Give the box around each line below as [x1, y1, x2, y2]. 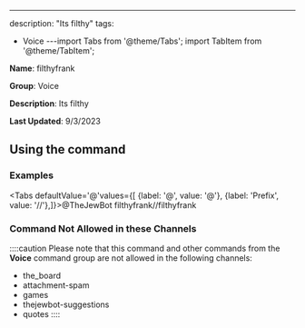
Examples [9, 169, 54, 182]
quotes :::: [22, 308, 61, 319]
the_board [22, 270, 62, 281]
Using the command [9, 142, 126, 157]
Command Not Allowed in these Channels [9, 222, 197, 234]
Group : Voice [9, 81, 59, 91]
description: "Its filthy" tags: [9, 18, 115, 28]
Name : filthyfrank [9, 63, 75, 74]
